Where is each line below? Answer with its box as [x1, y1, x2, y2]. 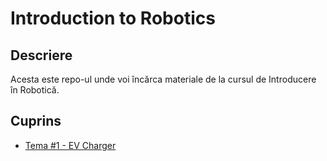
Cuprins [10, 113, 62, 130]
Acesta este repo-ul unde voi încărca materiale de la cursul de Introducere [10, 73, 317, 85]
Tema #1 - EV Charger [24, 139, 117, 151]
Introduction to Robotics [10, 7, 216, 30]
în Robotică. [10, 84, 60, 96]
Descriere [10, 47, 73, 64]
